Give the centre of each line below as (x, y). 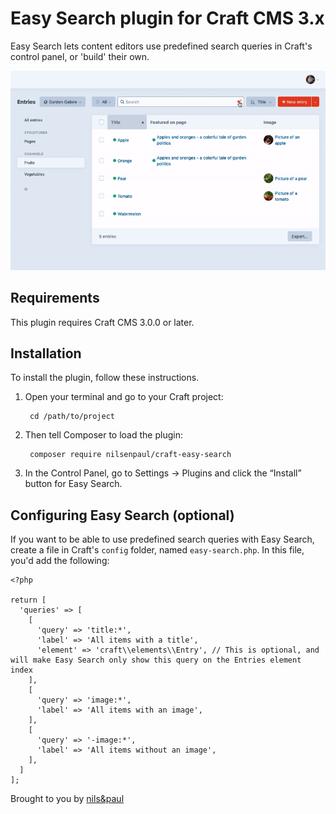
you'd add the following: (60, 561)
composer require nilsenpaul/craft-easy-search (130, 455)
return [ (28, 600)
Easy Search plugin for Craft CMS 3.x (167, 18)
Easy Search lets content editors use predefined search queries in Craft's (161, 46)
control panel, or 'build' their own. (80, 56)
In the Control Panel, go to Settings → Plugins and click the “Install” (163, 473)
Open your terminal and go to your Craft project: (124, 397)
